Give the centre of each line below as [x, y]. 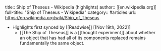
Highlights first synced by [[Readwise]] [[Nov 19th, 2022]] [71, 27]
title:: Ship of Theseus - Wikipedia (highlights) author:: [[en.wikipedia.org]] [81, 7]
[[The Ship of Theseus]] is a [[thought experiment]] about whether [87, 32]
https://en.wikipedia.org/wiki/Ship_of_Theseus [52, 18]
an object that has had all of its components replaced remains [83, 38]
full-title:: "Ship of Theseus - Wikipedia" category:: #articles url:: [71, 12]
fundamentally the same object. [52, 43]
